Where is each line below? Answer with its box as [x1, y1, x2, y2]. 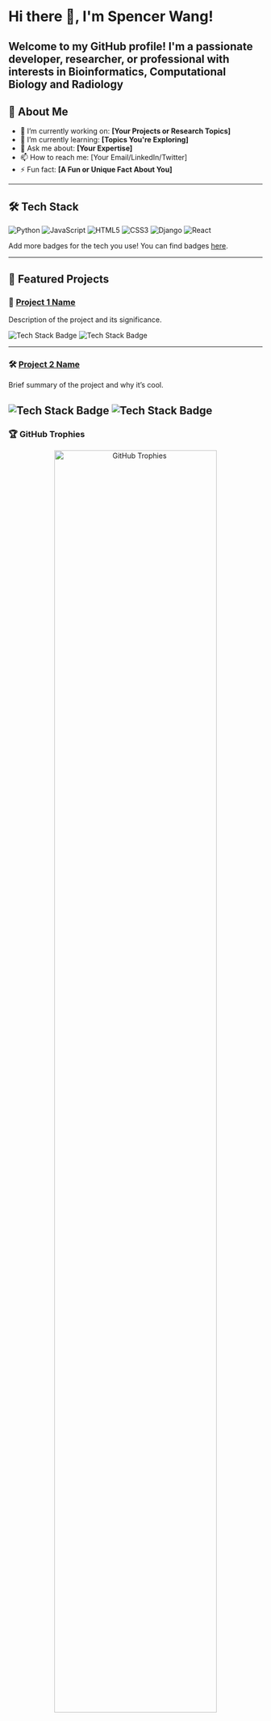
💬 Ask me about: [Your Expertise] [19, 143, 133, 153]
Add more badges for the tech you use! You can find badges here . [8, 241, 228, 251]
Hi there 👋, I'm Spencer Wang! [8, 7, 214, 26]
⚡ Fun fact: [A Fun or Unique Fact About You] [19, 165, 173, 175]
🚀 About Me [8, 104, 69, 118]
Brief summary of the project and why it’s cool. [8, 380, 164, 390]
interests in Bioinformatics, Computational [8, 65, 227, 78]
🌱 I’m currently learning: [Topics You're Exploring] [19, 135, 189, 145]
